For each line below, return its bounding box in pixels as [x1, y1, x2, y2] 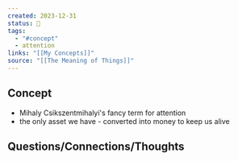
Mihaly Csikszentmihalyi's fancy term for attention [19, 108, 186, 118]
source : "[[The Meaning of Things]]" [7, 57, 135, 65]
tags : [7, 27, 26, 35]
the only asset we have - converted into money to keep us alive [19, 116, 231, 126]
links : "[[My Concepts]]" [7, 49, 94, 57]
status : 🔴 [7, 19, 41, 27]
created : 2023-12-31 [7, 11, 77, 20]
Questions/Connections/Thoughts [7, 140, 185, 154]
